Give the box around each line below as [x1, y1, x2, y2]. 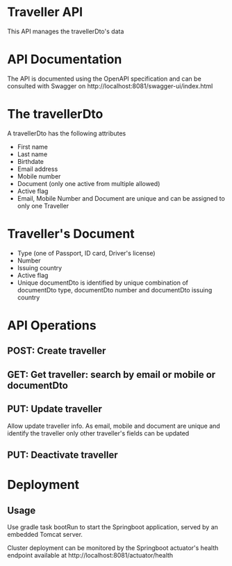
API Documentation [7, 51, 122, 67]
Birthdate [17, 157, 44, 165]
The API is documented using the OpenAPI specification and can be [7, 74, 201, 83]
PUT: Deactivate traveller [7, 449, 118, 460]
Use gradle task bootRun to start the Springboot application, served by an [7, 522, 219, 531]
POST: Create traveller [7, 345, 106, 357]
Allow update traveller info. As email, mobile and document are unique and [7, 422, 220, 430]
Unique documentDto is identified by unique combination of [17, 278, 189, 287]
